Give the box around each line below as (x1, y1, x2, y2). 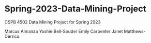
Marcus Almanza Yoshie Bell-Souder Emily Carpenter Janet (4, 28, 123, 34)
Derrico (4, 33, 20, 39)
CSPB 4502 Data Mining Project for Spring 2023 (4, 19, 101, 25)
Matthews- (123, 28, 146, 34)
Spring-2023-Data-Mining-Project (4, 3, 147, 14)
